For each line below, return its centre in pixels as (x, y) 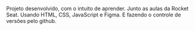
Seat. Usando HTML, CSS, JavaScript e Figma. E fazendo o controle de (94, 15)
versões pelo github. (31, 21)
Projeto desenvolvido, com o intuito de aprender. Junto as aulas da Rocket (97, 9)
